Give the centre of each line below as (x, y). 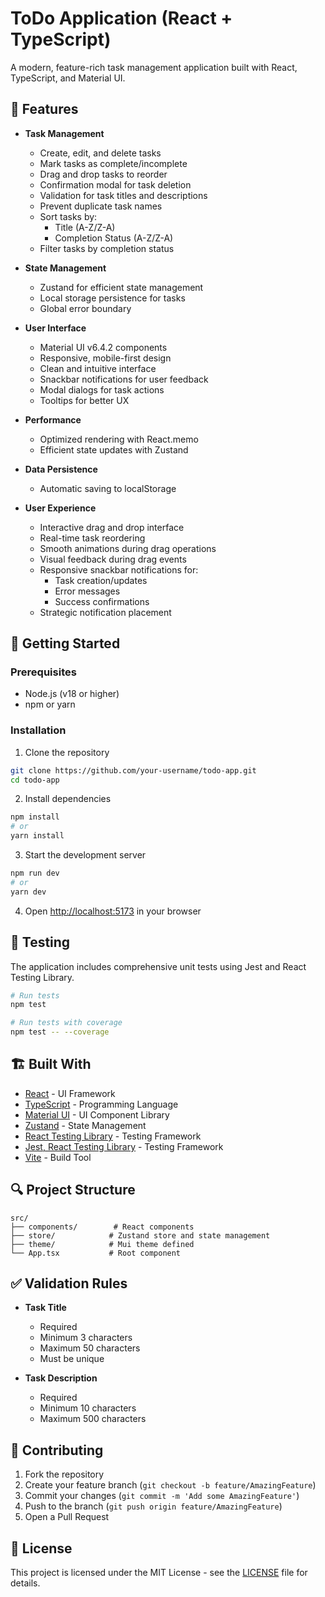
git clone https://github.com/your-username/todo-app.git (133, 770)
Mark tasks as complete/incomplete (113, 163)
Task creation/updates (101, 580)
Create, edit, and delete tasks (100, 153)
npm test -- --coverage (60, 1032)
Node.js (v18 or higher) (72, 694)
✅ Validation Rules (69, 1283)
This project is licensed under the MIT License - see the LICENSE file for (159, 1573)
